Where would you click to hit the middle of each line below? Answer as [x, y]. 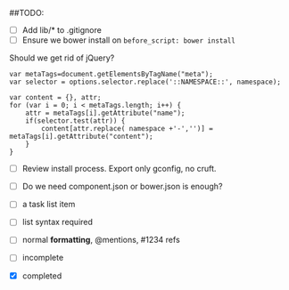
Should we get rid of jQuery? [62, 58]
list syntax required [58, 222]
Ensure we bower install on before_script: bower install [129, 40]
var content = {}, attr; [55, 98]
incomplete [43, 258]
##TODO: [27, 13]
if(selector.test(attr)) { [75, 121]
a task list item [49, 205]
